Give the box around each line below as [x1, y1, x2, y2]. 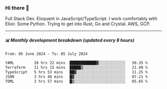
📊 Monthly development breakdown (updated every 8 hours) [5, 37, 135, 43]
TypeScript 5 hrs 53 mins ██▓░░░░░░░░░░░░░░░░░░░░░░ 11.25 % [5, 69, 148, 75]
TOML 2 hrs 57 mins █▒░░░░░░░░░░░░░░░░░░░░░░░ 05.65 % [5, 79, 148, 84]
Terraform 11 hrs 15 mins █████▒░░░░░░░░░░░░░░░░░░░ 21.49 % [5, 65, 148, 70]
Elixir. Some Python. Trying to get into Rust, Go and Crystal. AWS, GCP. [5, 21, 151, 27]
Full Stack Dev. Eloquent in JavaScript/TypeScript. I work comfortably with [5, 16, 158, 22]
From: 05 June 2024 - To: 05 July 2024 [5, 51, 88, 56]
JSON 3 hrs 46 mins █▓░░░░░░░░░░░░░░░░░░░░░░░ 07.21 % [5, 74, 148, 79]
